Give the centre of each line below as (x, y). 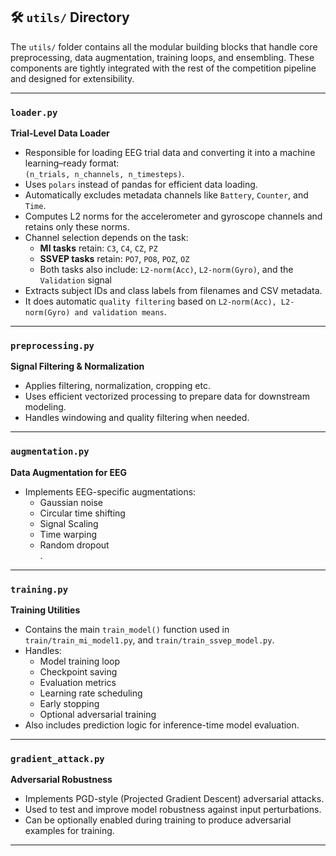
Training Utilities (45, 610)
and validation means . (120, 312)
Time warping (68, 534)
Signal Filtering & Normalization (77, 366)
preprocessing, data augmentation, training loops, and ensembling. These (162, 57)
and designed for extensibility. (72, 78)
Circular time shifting (82, 513)
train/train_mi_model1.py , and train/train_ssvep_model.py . (149, 640)
